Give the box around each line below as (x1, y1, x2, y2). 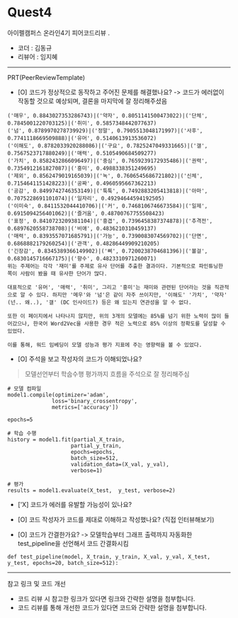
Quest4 (7, 4, 52, 21)
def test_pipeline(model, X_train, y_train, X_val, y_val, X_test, (7, 553, 211, 560)
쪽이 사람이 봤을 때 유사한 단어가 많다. (7, 270, 108, 277)
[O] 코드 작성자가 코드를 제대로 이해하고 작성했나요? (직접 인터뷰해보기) (17, 515, 215, 524)
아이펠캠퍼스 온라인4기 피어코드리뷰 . (7, 28, 110, 37)
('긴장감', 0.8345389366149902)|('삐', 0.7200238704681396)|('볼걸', (7, 247, 208, 255)
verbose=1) (70, 467, 103, 474)
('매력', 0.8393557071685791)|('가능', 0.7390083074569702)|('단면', (7, 232, 208, 239)
